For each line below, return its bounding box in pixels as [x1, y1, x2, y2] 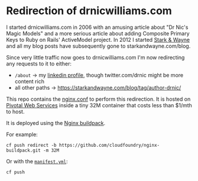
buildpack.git [6, 147, 41, 153]
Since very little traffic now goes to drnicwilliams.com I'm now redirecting [6, 54, 185, 61]
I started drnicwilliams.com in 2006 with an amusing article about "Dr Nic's [6, 24, 189, 31]
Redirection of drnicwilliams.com [6, 4, 173, 18]
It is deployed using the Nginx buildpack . [6, 119, 105, 126]
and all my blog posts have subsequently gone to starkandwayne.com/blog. [6, 42, 191, 50]
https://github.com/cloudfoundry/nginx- [59, 142, 160, 148]
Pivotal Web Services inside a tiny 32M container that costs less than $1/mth [6, 101, 192, 108]
